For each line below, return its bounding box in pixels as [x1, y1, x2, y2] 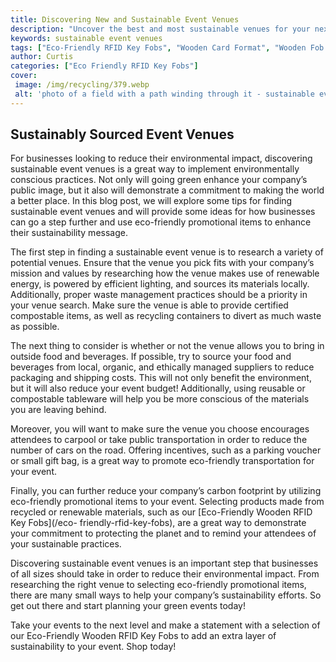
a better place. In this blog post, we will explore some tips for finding [10, 195, 293, 207]
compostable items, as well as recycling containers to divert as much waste [10, 310, 322, 322]
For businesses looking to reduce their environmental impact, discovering [10, 152, 313, 165]
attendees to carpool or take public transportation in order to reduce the [10, 434, 308, 446]
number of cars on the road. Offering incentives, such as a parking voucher [10, 444, 322, 456]
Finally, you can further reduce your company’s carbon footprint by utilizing [10, 485, 322, 497]
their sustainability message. [10, 227, 128, 239]
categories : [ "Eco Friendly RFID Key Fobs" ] [10, 61, 199, 71]
